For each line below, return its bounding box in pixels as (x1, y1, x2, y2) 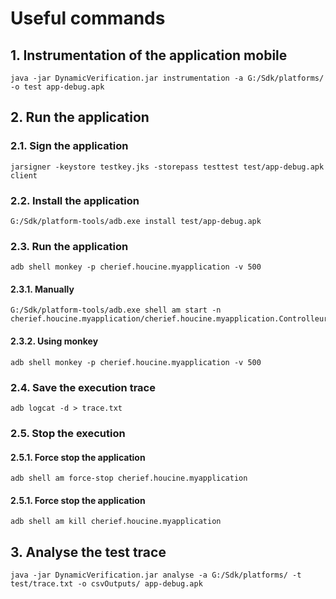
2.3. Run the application (10, 239, 129, 253)
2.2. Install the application (10, 193, 140, 207)
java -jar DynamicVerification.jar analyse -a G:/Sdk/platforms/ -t (10, 570, 302, 581)
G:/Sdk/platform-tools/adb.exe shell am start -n (10, 305, 222, 316)
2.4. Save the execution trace (10, 380, 156, 394)
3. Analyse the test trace (10, 543, 167, 561)
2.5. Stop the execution (10, 426, 126, 440)
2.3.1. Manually (10, 283, 75, 295)
